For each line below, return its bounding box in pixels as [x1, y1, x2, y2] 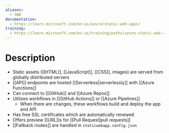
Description [5, 52, 55, 64]
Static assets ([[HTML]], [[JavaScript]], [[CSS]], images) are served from [12, 69, 163, 75]
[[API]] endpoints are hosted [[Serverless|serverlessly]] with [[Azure [12, 79, 155, 85]
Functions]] [12, 85, 37, 91]
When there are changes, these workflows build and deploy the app [20, 101, 161, 107]
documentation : [5, 17, 37, 22]
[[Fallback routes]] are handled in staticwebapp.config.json [12, 122, 137, 128]
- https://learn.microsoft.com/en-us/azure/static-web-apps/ [10, 21, 141, 27]
